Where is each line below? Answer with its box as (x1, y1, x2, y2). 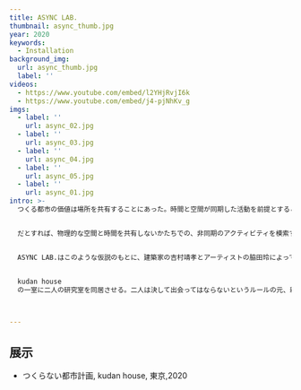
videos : (9, 80, 39, 89)
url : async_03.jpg (25, 138, 94, 147)
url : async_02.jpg (25, 122, 94, 131)
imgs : (9, 105, 30, 114)
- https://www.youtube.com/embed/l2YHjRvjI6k (17, 88, 191, 97)
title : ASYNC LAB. (9, 13, 78, 22)
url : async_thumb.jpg (17, 64, 99, 73)
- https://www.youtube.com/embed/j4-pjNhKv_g (17, 96, 191, 106)
